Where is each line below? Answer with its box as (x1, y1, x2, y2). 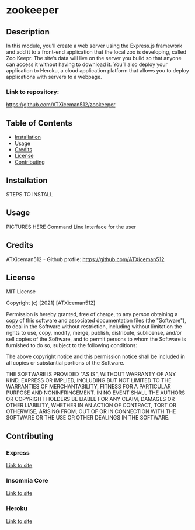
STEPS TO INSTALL (6, 190, 54, 198)
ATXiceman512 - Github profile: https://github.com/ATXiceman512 (6, 255, 165, 263)
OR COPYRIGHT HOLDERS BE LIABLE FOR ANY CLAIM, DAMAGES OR (6, 396, 175, 403)
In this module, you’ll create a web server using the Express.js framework (6, 42, 183, 49)
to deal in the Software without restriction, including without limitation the (6, 323, 182, 330)
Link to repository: (6, 88, 60, 96)
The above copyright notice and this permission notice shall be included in (6, 353, 185, 360)
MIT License (6, 288, 36, 295)
